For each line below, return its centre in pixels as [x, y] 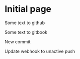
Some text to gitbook [26, 32]
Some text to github [25, 23]
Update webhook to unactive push [40, 51]
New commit [18, 42]
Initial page [28, 9]
